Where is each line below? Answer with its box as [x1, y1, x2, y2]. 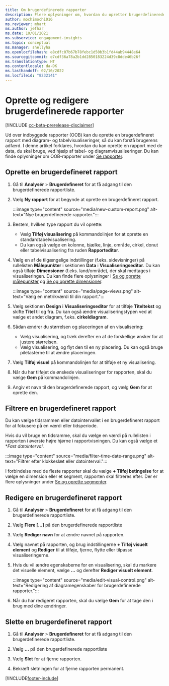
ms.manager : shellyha [5, 45, 51, 50]
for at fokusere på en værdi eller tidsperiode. [5, 423, 98, 429]
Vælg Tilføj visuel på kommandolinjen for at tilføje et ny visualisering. [12, 359, 156, 365]
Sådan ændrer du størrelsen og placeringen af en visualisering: [12, 324, 144, 330]
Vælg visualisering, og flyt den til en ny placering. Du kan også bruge [20, 344, 163, 350]
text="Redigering [12, 583, 48, 589]
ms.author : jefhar [5, 26, 44, 31]
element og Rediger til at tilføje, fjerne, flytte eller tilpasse [12, 547, 133, 553]
